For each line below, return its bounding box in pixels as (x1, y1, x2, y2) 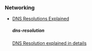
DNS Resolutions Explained (12, 16, 70, 22)
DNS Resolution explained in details (12, 40, 87, 46)
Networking (5, 4, 35, 11)
